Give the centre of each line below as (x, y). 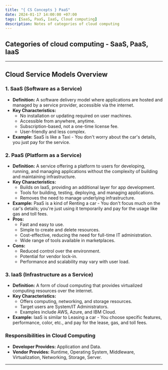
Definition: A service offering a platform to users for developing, (79, 166)
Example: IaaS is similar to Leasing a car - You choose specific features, (87, 317)
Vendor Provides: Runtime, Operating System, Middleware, (73, 352)
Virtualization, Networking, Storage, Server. (57, 357)
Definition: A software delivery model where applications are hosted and (87, 99)
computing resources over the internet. (53, 291)
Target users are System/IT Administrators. (64, 307)
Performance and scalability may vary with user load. (75, 262)
